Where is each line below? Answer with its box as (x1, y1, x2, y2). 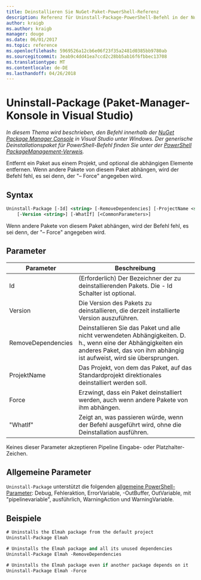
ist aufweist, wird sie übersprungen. (78, 353, 179, 362)
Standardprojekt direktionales (78, 371, 162, 379)
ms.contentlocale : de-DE (6, 64, 68, 71)
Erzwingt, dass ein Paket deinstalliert (78, 388, 182, 397)
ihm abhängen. (78, 403, 121, 412)
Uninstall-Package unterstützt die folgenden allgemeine (6, 483, 144, 490)
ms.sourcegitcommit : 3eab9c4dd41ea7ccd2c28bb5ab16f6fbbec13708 (6, 53, 167, 60)
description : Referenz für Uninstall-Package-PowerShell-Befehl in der (6, 14, 188, 20)
